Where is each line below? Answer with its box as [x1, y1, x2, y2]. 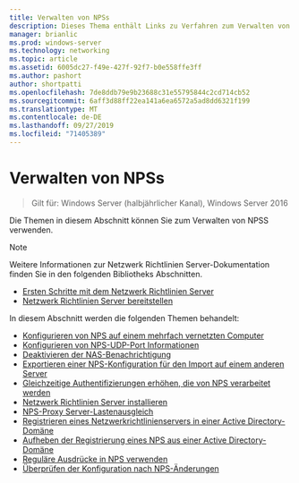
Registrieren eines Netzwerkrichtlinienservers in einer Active [21, 415, 246, 426]
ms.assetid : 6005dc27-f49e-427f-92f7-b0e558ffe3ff [9, 64, 202, 72]
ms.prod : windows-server [9, 38, 102, 47]
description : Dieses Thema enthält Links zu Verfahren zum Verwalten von [9, 21, 291, 30]
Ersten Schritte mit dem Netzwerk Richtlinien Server [21, 285, 215, 296]
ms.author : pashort [9, 72, 82, 80]
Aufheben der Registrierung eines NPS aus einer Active [21, 435, 227, 445]
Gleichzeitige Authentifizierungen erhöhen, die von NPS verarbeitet [21, 377, 271, 388]
